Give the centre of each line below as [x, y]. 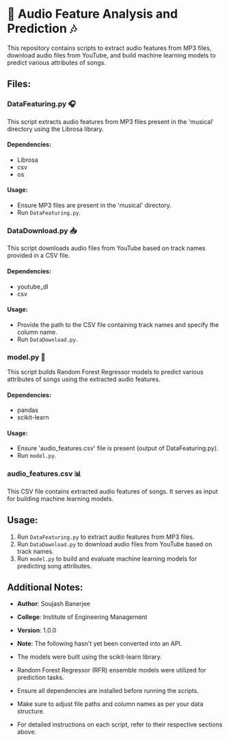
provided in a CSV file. [39, 256]
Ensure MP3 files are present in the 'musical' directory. [94, 206]
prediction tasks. [41, 677]
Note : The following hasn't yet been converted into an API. [99, 644]
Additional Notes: [45, 587]
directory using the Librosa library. [55, 129]
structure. [31, 712]
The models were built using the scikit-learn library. [90, 657]
